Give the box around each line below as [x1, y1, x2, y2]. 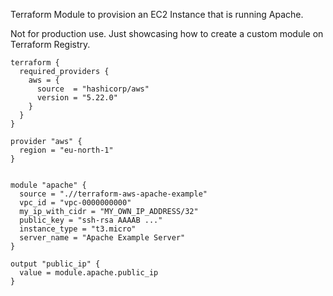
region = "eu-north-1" [19, 145, 114, 155]
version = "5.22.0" [36, 93, 118, 103]
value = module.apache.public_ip [19, 268, 159, 278]
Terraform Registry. [10, 39, 91, 50]
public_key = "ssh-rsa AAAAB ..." [19, 215, 163, 225]
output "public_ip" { [10, 259, 101, 269]
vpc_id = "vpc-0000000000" [19, 198, 132, 208]
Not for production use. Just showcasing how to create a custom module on [10, 28, 324, 39]
